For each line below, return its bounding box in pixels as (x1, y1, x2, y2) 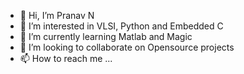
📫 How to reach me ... (19, 53, 113, 64)
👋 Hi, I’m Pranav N (19, 10, 95, 21)
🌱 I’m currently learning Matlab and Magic (19, 31, 193, 42)
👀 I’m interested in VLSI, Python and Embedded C (19, 20, 224, 32)
